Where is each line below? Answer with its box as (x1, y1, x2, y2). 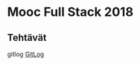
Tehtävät (7, 32, 47, 44)
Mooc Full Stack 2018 (7, 4, 134, 20)
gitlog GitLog (7, 50, 45, 58)
